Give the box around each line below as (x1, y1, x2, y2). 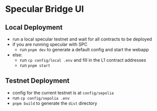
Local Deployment (5, 23, 63, 32)
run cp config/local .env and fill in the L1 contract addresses (19, 57, 147, 63)
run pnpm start (19, 63, 51, 68)
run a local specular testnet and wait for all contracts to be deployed (12, 36, 153, 42)
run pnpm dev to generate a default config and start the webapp (19, 47, 149, 52)
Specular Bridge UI (5, 3, 84, 15)
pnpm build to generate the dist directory (12, 100, 97, 106)
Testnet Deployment (5, 76, 70, 85)
